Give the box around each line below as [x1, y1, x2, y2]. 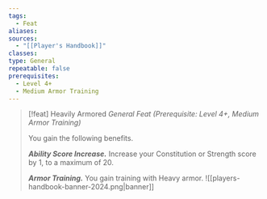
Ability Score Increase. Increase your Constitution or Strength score [27, 149, 257, 159]
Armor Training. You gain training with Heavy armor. [27, 173, 204, 183]
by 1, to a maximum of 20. [27, 158, 115, 167]
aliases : [8, 27, 38, 35]
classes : [8, 49, 38, 57]
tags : [8, 11, 27, 20]
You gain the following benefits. [27, 133, 134, 143]
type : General [8, 57, 56, 66]
